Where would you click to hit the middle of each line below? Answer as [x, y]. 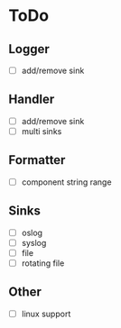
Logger [29, 49]
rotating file [43, 263]
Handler [32, 100]
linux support [46, 314]
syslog [34, 242]
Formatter [37, 160]
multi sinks [42, 131]
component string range [66, 182]
